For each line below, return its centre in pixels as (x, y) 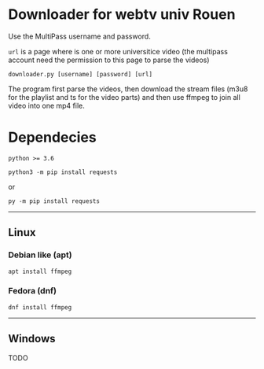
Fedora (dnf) (33, 291)
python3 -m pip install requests (63, 172)
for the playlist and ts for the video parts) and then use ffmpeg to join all (125, 97)
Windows (32, 339)
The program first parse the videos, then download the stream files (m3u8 (128, 89)
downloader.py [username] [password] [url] (81, 74)
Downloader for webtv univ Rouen (122, 15)
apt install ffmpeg (40, 271)
